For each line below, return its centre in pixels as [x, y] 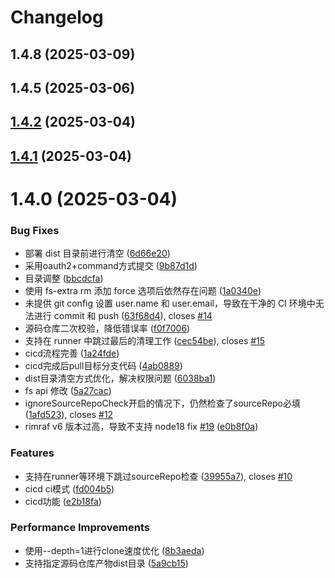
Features [32, 453]
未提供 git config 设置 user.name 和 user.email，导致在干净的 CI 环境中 [170, 303]
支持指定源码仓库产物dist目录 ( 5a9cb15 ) [106, 563]
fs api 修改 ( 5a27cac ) [68, 391]
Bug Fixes [35, 230]
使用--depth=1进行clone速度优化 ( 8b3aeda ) [114, 550]
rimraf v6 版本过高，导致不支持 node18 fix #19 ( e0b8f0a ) [141, 427]
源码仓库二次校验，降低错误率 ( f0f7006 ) [107, 328]
